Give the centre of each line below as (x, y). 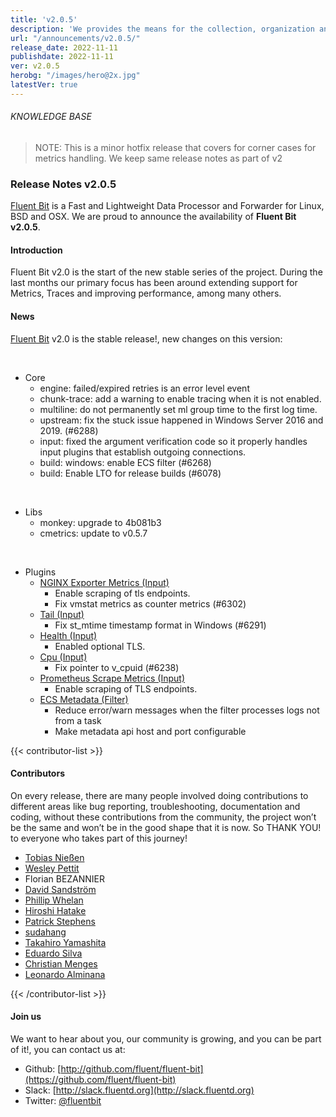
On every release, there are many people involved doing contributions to (159, 795)
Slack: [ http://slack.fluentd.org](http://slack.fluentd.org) (139, 1090)
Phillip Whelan (54, 900)
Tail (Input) (62, 614)
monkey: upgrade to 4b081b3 (100, 522)
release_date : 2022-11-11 (64, 47)
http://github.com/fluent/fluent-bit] (132, 1069)
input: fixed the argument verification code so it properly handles (173, 441)
